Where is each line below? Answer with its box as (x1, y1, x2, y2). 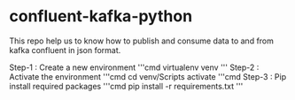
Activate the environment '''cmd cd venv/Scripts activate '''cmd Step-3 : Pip (9, 71, 287, 81)
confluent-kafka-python (9, 6, 193, 27)
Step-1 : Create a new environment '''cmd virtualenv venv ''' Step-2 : (9, 62, 260, 73)
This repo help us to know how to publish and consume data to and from (9, 35, 275, 46)
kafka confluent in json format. (9, 44, 121, 55)
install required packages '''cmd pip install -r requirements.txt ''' (9, 81, 244, 91)
